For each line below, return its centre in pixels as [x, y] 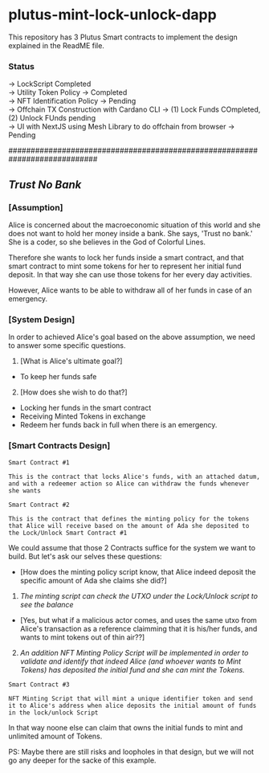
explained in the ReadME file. [56, 45]
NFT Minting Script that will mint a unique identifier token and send [130, 698]
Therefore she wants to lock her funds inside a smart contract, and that [126, 257]
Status [21, 66]
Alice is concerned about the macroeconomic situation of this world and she [134, 225]
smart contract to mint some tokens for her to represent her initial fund [125, 266]
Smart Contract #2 [39, 505]
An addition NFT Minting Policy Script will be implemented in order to [134, 652]
